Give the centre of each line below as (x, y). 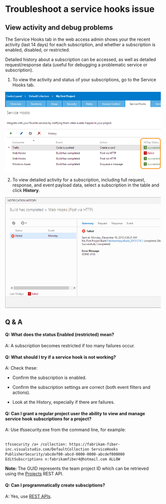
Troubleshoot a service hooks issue (80, 9)
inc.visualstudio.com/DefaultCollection (47, 449)
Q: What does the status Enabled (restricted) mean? (60, 335)
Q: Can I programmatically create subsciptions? (55, 485)
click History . (26, 190)
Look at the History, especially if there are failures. (63, 402)
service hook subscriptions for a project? (48, 419)
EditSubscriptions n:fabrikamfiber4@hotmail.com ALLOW (63, 459)
